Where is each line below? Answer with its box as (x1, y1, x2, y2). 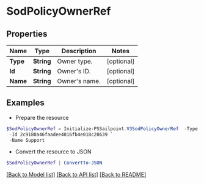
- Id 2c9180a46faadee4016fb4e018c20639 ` (9, 131, 114, 138)
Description (61, 47, 97, 55)
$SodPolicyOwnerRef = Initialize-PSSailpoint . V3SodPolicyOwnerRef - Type (6, 125, 199, 132)
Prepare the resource (15, 114, 69, 121)
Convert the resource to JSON (15, 148, 92, 155)
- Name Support (9, 137, 45, 143)
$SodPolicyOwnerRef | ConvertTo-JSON (6, 160, 103, 166)
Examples (6, 98, 45, 108)
